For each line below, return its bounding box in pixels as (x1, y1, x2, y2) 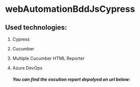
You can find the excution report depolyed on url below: (12, 76, 131, 82)
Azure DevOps (12, 65, 43, 71)
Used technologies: (5, 23, 67, 32)
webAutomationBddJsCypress (5, 3, 136, 15)
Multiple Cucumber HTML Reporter (12, 55, 85, 61)
